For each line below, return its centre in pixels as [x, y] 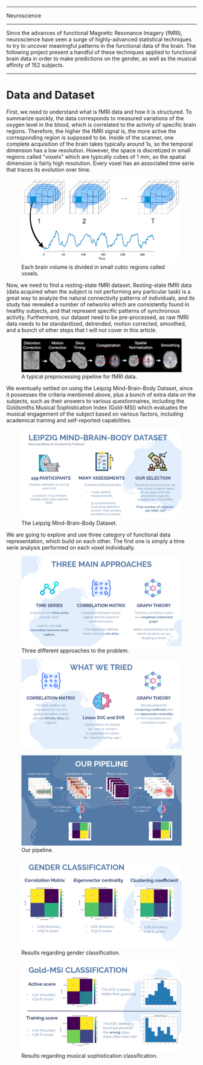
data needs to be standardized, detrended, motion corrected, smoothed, [96, 323]
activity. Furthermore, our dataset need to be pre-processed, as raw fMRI [98, 317]
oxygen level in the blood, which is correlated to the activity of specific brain [101, 124]
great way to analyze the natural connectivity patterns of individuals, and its [101, 298]
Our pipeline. [37, 850]
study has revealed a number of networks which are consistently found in [98, 304]
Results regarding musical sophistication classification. [90, 1055]
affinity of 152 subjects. [35, 65]
